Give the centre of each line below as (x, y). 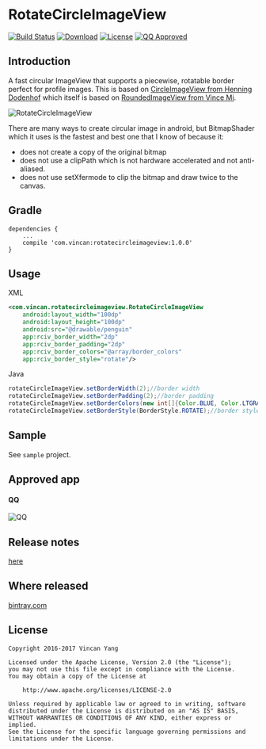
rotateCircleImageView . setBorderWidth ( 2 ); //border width (104, 389)
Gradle (25, 210)
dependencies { (33, 229)
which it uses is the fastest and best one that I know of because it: (116, 136)
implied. (23, 724)
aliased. (32, 169)
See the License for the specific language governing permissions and (127, 732)
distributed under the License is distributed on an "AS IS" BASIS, (123, 711)
